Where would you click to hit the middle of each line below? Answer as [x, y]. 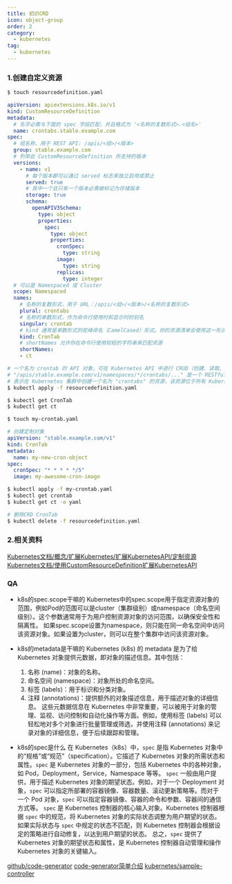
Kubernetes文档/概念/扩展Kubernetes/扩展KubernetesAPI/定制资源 [102, 556]
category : [21, 33]
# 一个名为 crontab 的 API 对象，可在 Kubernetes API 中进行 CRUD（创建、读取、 [116, 369]
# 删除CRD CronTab [32, 514]
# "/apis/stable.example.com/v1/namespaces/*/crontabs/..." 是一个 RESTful [117, 375]
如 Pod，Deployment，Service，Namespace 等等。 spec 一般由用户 [114, 773]
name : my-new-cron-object [51, 458]
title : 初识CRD [28, 13]
